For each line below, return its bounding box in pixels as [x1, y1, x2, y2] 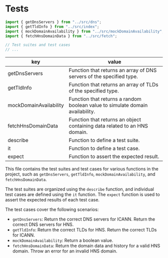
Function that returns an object [68, 116, 141, 123]
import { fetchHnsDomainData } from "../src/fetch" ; [5, 33, 117, 38]
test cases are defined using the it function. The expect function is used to [5, 191, 160, 197]
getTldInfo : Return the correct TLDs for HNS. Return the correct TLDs [12, 227, 157, 233]
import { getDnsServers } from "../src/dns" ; [5, 19, 101, 24]
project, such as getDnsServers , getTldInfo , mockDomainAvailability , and [5, 171, 156, 177]
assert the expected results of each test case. [5, 197, 100, 203]
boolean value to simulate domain [68, 102, 148, 109]
